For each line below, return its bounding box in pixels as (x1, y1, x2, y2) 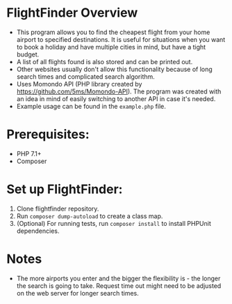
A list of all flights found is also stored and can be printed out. (16, 57, 193, 66)
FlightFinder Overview (6, 5, 138, 21)
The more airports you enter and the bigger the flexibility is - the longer (16, 274, 221, 282)
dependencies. (16, 227, 60, 235)
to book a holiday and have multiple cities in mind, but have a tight (16, 43, 206, 51)
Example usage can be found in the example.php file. (16, 102, 166, 110)
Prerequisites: (6, 127, 90, 142)
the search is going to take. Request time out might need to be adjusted (16, 281, 222, 290)
